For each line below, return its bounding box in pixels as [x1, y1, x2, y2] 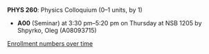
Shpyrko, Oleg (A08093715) [17, 27, 97, 34]
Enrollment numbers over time [7, 40, 93, 47]
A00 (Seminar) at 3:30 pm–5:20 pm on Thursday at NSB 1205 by [17, 19, 202, 27]
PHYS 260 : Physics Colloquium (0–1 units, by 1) [7, 6, 143, 14]
